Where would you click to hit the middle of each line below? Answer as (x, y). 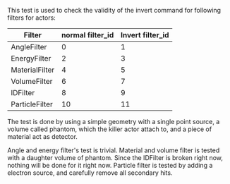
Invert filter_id (145, 35)
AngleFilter (29, 47)
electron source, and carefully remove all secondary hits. (90, 173)
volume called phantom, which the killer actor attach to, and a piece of (110, 129)
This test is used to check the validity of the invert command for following (114, 10)
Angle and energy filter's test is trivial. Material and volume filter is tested (114, 150)
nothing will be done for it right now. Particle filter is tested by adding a (110, 165)
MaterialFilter (33, 70)
